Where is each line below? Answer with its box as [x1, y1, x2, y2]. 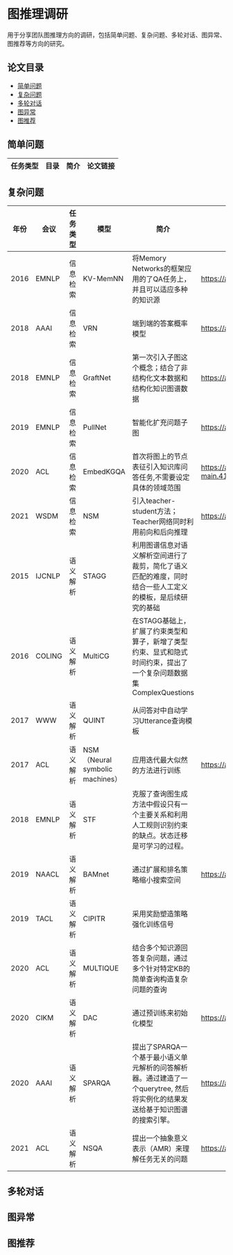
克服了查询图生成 [132, 789, 189, 799]
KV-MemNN [83, 274, 124, 284]
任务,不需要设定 [139, 472, 190, 482]
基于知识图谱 [146, 1105, 189, 1114]
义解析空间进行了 [132, 551, 189, 561]
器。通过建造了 [132, 1073, 182, 1083]
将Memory [132, 253, 166, 263]
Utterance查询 [139, 716, 186, 726]
